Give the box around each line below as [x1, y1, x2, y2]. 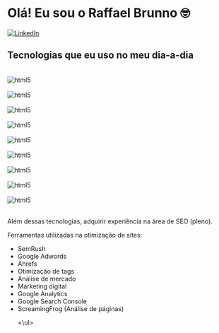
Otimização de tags [17, 267, 75, 275]
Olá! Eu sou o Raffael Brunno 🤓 [7, 5, 191, 21]
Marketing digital [17, 281, 67, 291]
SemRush [17, 244, 46, 252]
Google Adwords [17, 252, 67, 260]
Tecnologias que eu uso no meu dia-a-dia [7, 49, 194, 62]
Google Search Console [17, 297, 87, 305]
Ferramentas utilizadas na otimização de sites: [7, 230, 143, 239]
